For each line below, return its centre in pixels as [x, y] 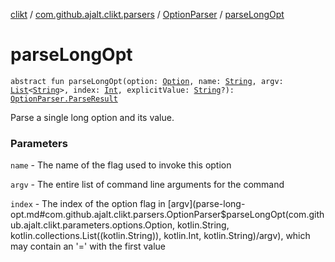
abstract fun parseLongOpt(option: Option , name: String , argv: [147, 81]
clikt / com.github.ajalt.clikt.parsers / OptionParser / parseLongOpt [147, 14]
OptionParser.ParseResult [64, 99]
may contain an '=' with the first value [88, 246]
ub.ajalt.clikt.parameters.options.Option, [93, 225]
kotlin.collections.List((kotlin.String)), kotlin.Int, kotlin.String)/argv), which [160, 236]
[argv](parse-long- [206, 204]
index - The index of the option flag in [88, 204]
